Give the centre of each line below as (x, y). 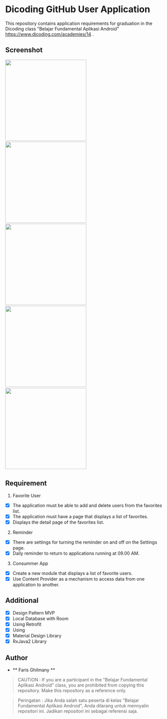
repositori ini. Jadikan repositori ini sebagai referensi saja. (78, 711)
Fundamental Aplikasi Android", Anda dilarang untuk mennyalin (83, 706)
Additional (22, 601)
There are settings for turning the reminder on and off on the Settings (85, 542)
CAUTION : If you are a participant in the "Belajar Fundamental (82, 680)
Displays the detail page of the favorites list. (58, 522)
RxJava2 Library (30, 641)
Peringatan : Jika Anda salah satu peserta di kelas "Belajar (78, 700)
